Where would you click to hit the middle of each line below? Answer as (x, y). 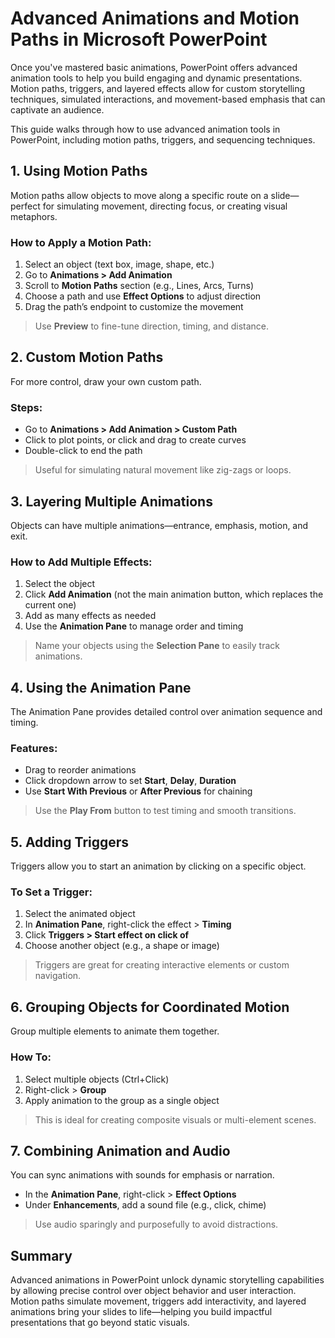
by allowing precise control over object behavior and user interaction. (153, 1291)
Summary (41, 1255)
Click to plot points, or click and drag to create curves (135, 440)
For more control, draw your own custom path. (106, 381)
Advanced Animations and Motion (155, 18)
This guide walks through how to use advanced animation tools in (145, 129)
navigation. (58, 976)
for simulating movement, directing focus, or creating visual (165, 206)
